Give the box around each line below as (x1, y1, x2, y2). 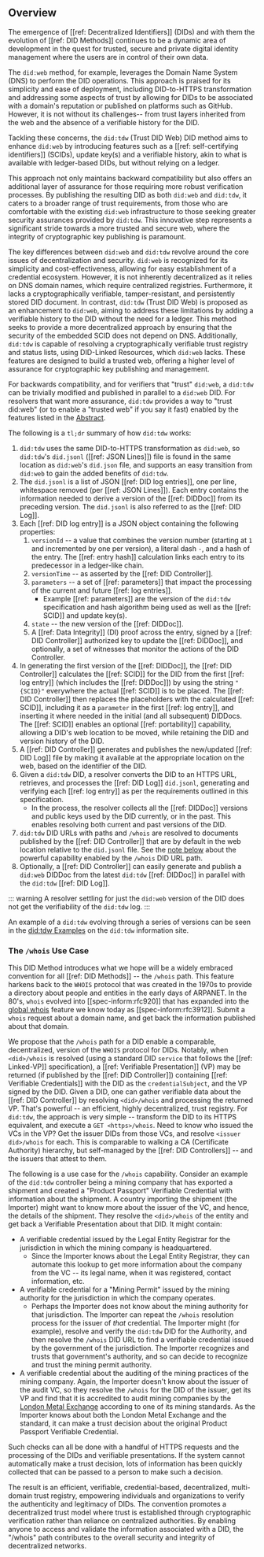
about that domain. (8, 1022, 69, 1031)
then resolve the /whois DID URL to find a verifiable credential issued (31, 1335, 254, 1344)
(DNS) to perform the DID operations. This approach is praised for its (8, 76, 231, 85)
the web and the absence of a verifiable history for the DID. (8, 117, 200, 127)
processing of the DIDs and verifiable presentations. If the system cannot (8, 1451, 245, 1460)
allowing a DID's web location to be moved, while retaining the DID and (19, 727, 249, 737)
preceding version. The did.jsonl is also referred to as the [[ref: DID (19, 501, 241, 511)
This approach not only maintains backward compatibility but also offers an (8, 173, 252, 183)
